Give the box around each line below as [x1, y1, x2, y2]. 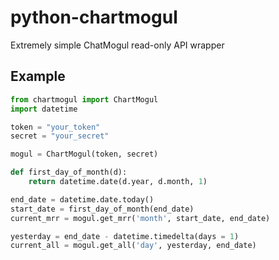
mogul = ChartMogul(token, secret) [10, 149, 159, 160]
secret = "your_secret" [10, 131, 110, 141]
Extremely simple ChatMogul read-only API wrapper [10, 39, 225, 51]
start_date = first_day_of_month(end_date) [10, 204, 195, 214]
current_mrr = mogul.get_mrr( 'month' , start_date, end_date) [10, 213, 271, 223]
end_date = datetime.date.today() [10, 194, 155, 205]
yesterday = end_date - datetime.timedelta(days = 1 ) [10, 231, 240, 241]
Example [10, 68, 66, 85]
